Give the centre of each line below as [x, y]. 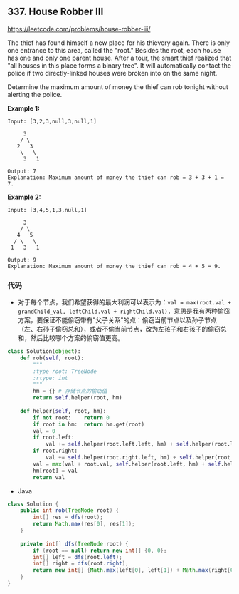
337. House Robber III [55, 12]
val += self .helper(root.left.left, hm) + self [117, 444]
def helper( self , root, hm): [63, 411]
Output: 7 [22, 171]
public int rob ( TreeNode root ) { [70, 511]
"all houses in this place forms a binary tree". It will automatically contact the [119, 65]
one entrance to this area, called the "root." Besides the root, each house [114, 50]
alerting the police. [35, 94]
